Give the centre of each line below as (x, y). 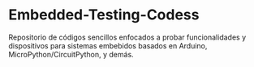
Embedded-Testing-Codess (104, 15)
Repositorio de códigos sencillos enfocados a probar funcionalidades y (127, 37)
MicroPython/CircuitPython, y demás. (71, 54)
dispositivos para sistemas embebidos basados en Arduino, (108, 45)
